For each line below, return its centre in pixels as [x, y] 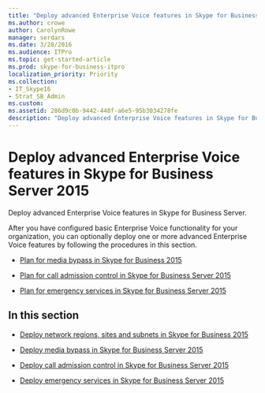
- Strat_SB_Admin [37, 96]
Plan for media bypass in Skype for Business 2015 [101, 260]
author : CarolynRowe [42, 30]
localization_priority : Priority [63, 74]
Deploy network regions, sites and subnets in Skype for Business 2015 [134, 334]
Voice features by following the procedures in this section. [103, 245]
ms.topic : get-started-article [60, 60]
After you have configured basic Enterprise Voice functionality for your [123, 228]
